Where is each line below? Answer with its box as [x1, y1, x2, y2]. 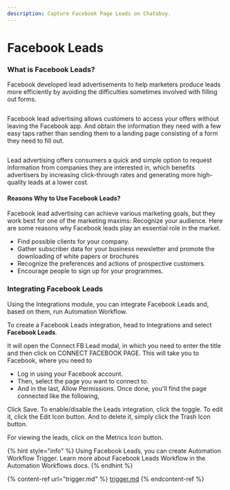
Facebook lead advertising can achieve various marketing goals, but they [7, 209, 215, 218]
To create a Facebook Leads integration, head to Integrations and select [7, 320, 212, 329]
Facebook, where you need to [7, 356, 93, 364]
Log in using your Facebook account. [17, 370, 123, 378]
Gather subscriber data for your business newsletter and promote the [17, 245, 215, 253]
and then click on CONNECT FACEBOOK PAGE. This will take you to [7, 349, 199, 357]
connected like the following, [17, 392, 100, 400]
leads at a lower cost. [28, 178, 89, 187]
